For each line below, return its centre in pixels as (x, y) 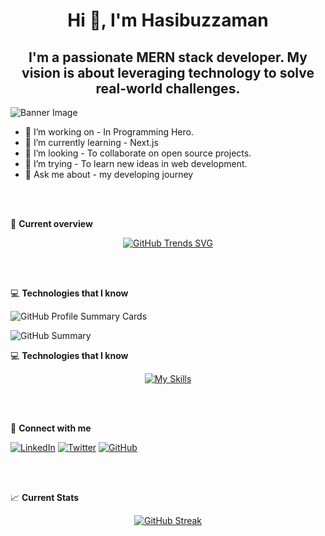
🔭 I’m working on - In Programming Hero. (109, 132)
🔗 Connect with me (51, 428)
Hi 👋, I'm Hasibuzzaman (168, 20)
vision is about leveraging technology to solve (168, 72)
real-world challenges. (168, 88)
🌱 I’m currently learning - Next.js (91, 142)
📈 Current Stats (45, 497)
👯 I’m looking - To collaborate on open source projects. (138, 153)
